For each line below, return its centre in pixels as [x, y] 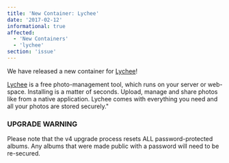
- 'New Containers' [41, 39]
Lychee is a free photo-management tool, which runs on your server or [107, 84]
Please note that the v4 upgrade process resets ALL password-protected [110, 139]
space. [17, 91]
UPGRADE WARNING [42, 124]
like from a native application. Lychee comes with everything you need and [112, 99]
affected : [21, 33]
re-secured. [24, 153]
